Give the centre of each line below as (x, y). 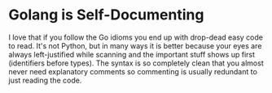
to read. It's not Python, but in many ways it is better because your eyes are (135, 45)
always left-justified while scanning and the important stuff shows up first (132, 54)
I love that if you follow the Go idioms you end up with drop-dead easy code (136, 37)
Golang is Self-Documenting (106, 15)
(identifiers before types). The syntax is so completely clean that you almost (136, 63)
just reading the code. (45, 80)
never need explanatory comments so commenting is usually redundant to (133, 71)
